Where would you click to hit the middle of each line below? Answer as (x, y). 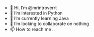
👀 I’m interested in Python (36, 13)
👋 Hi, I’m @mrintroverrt (33, 8)
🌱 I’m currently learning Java (39, 18)
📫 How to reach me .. (32, 29)
